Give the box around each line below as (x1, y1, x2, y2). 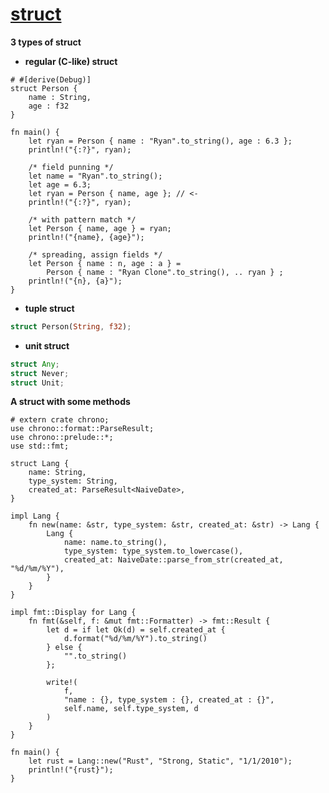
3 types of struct (10, 36, 82, 48)
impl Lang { (10, 511, 60, 522)
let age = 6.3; (28, 179, 92, 190)
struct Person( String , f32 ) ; (10, 321, 132, 332)
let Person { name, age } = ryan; (28, 223, 172, 233)
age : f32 (28, 101, 70, 111)
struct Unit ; (10, 378, 65, 388)
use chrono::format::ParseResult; (10, 424, 155, 434)
